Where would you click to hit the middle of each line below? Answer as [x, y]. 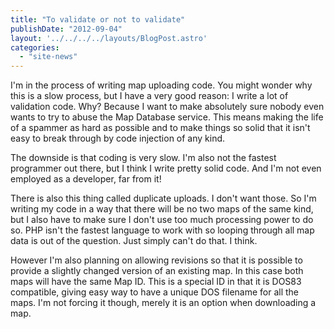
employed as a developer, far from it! [86, 179]
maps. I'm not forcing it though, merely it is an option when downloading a [163, 303]
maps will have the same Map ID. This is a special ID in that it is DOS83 [156, 282]
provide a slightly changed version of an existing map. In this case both [157, 271]
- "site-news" [48, 57]
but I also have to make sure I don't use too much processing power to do [162, 220]
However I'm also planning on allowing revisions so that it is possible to [156, 260]
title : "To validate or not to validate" [98, 19]
